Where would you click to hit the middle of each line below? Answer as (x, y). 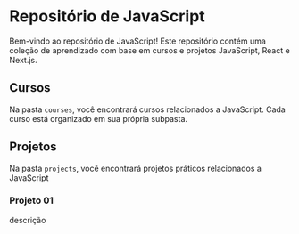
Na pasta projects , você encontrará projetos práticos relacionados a (135, 168)
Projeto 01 (31, 200)
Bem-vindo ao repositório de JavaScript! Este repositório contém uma (137, 41)
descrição (28, 220)
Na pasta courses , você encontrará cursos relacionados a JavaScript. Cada (147, 109)
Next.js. (23, 60)
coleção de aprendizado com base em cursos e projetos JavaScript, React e (149, 50)
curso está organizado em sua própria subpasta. (99, 118)
